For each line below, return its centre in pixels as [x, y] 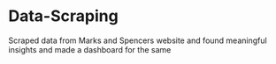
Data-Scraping [63, 16]
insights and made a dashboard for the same [90, 49]
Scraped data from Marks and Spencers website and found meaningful [138, 40]
